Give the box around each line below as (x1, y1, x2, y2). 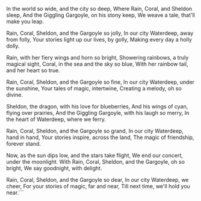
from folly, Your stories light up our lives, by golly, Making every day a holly (6, 36, 193, 43)
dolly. (6, 42, 20, 49)
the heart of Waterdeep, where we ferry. (6, 116, 107, 123)
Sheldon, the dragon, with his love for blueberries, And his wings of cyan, (6, 103, 188, 110)
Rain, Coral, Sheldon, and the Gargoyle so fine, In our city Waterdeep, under (6, 78, 194, 85)
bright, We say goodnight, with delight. (6, 165, 102, 172)
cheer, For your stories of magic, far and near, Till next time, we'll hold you (6, 183, 191, 190)
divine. (6, 91, 23, 98)
